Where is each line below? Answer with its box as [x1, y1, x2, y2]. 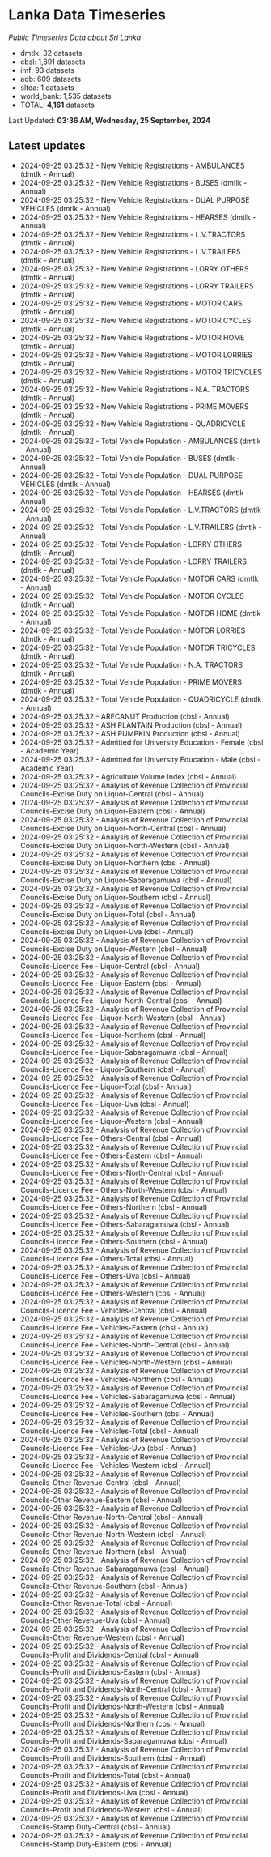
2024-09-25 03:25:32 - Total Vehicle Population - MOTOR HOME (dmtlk [19, 608, 261, 617]
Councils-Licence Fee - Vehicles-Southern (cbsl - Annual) [19, 1408, 214, 1419]
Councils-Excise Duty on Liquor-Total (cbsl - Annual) [19, 909, 197, 919]
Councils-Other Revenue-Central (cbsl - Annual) [19, 1477, 182, 1488]
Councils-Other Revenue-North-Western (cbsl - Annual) [19, 1529, 207, 1539]
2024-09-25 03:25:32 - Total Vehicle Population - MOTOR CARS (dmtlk [19, 574, 259, 583]
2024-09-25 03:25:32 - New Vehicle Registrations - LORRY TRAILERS [19, 281, 254, 291]
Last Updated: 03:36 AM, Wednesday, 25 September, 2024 [8, 115, 211, 125]
